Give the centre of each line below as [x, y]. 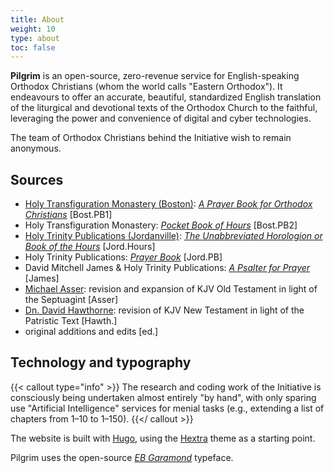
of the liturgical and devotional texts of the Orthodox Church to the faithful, [164, 108]
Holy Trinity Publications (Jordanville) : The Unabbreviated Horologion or [173, 236]
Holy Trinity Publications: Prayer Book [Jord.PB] [123, 257]
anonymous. [36, 148]
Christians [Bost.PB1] [68, 215]
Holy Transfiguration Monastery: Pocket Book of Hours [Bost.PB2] [161, 225]
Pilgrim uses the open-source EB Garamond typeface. [122, 457]
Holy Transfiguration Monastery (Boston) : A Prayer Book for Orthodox [168, 204]
